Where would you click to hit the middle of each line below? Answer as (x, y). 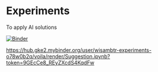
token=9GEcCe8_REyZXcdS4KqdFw (50, 63)
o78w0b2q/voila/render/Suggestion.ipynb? (58, 56)
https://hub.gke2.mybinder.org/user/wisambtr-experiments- (79, 50)
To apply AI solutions (32, 27)
